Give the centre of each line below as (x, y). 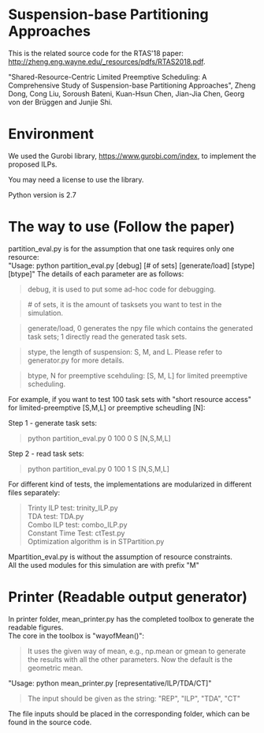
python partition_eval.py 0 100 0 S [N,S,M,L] (99, 438)
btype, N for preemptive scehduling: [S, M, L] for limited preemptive (138, 375)
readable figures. (36, 627)
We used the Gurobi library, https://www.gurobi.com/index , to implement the (132, 156)
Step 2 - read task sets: (46, 453)
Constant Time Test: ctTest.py (76, 533)
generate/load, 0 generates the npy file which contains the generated (140, 328)
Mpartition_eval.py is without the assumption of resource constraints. (120, 556)
